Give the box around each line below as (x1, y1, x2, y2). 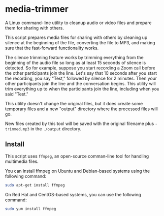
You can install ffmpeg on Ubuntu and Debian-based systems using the (5, 168, 150, 174)
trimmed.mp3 (5, 126, 30, 131)
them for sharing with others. (5, 25, 64, 31)
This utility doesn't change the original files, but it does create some (5, 100, 143, 106)
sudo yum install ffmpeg (5, 206, 56, 211)
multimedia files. (5, 158, 38, 164)
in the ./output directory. (30, 125, 82, 131)
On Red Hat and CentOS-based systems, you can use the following (5, 191, 141, 197)
